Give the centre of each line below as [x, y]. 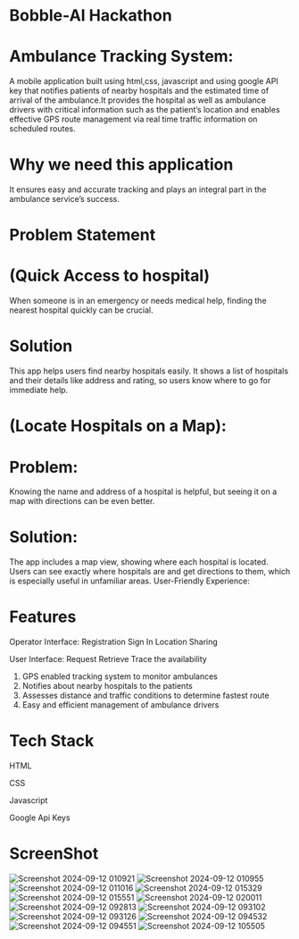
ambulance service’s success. [65, 199]
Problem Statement [83, 235]
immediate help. [39, 390]
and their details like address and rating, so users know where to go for [140, 381]
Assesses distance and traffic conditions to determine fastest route [145, 696]
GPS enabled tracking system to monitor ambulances [120, 676]
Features [43, 617]
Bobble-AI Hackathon [91, 16]
